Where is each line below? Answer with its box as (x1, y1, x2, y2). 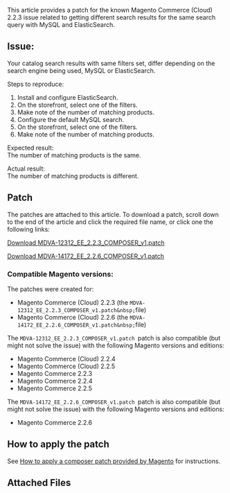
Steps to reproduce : (7, 80, 64, 88)
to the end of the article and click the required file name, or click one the (7, 218, 213, 226)
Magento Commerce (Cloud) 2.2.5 (17, 362, 116, 370)
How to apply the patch (7, 438, 109, 450)
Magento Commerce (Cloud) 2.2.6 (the (17, 313, 129, 321)
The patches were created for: (7, 284, 94, 293)
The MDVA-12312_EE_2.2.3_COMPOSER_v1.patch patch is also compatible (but (7, 334, 221, 342)
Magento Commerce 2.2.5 (17, 384, 92, 392)
